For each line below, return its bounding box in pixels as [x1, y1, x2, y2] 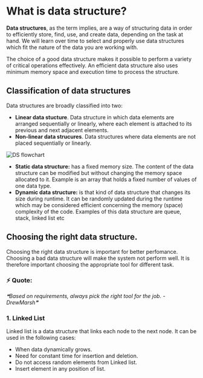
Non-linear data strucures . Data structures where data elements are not [14, 133, 196, 140]
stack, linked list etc [14, 214, 65, 222]
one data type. [14, 182, 51, 189]
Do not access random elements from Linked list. [14, 359, 138, 366]
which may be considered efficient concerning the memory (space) [14, 201, 183, 208]
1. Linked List [6, 314, 45, 322]
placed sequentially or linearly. [14, 139, 92, 147]
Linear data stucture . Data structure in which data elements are [14, 113, 174, 121]
